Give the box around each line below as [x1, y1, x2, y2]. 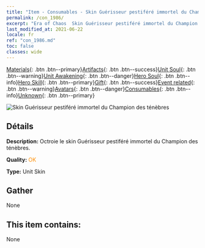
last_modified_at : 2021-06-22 [6, 26, 84, 32]
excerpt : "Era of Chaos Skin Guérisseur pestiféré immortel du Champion [6, 20, 198, 26]
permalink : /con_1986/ [6, 15, 64, 21]
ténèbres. [6, 144, 31, 151]
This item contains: [6, 219, 81, 230]
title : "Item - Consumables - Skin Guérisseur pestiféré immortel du [6, 9, 187, 15]
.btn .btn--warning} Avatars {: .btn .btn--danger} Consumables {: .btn [6, 85, 175, 92]
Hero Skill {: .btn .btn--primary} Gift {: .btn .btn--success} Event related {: [18, 78, 195, 86]
